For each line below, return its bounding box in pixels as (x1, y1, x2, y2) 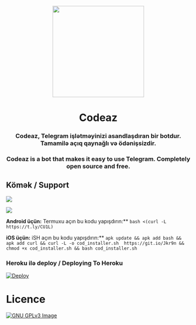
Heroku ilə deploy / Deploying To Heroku (6, 259, 123, 267)
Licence (6, 293, 46, 306)
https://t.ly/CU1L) (6, 224, 54, 230)
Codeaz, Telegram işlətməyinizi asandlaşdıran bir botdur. (15, 132, 181, 140)
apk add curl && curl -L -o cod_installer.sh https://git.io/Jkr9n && (6, 240, 184, 246)
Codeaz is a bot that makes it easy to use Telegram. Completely (6, 155, 191, 163)
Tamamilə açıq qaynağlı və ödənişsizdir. (40, 139, 157, 147)
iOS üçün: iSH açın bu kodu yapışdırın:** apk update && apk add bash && (6, 234, 182, 241)
